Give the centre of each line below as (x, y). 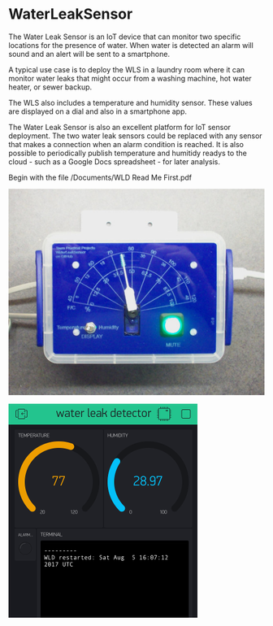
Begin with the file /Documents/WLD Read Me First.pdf (100, 177)
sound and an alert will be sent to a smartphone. (89, 54)
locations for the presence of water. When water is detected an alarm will (131, 45)
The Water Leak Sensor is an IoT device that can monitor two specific (125, 37)
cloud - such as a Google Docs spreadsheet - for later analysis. (115, 161)
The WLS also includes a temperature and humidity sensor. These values (131, 102)
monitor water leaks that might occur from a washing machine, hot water (130, 78)
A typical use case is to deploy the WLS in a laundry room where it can (127, 69)
